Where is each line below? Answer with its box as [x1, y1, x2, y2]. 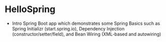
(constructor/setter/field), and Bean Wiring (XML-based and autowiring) [12, 31, 161, 37]
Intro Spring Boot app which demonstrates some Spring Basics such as [12, 20, 160, 26]
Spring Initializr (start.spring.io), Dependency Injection [12, 25, 125, 31]
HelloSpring [5, 4, 56, 15]
